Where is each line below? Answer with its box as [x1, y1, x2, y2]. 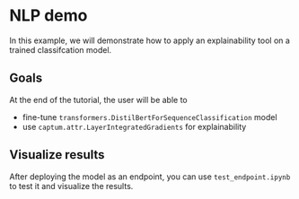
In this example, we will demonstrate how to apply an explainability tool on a [9, 35, 290, 46]
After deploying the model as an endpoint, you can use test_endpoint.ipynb [9, 171, 291, 182]
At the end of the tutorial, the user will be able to [9, 94, 188, 105]
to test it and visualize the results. [9, 180, 134, 191]
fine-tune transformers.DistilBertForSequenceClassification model [22, 111, 277, 122]
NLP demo [9, 5, 88, 26]
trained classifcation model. [9, 44, 112, 55]
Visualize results [9, 147, 105, 162]
